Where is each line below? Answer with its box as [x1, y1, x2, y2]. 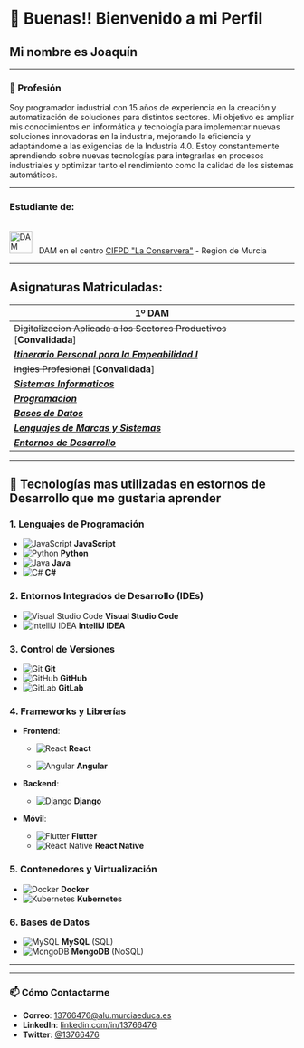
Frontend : [22, 726, 61, 737]
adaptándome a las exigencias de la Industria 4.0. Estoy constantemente [9, 140, 280, 152]
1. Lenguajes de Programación [9, 518, 145, 530]
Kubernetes [76, 893, 123, 904]
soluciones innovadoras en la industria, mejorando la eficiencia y [9, 131, 252, 142]
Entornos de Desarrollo [14, 436, 116, 449]
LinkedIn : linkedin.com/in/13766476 [22, 1020, 157, 1031]
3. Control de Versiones [9, 643, 116, 655]
